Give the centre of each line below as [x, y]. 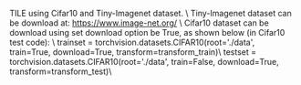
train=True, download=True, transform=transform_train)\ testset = [133, 52]
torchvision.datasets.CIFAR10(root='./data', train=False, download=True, [145, 62]
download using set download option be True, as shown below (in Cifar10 [147, 32]
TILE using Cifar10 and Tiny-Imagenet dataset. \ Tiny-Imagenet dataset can [150, 13]
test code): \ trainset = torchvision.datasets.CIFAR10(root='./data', [132, 42]
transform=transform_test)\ [61, 71]
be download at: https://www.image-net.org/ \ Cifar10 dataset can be [139, 23]
